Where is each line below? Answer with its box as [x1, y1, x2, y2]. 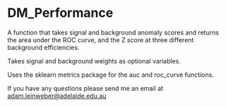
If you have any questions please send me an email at [7, 84, 164, 92]
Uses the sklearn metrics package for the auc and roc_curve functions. [7, 70, 214, 79]
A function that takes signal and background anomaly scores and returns [7, 28, 220, 37]
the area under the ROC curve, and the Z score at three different [7, 35, 194, 44]
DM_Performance [7, 5, 114, 21]
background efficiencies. [7, 43, 80, 51]
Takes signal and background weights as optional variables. [7, 56, 182, 65]
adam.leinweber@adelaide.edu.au [7, 92, 107, 100]
